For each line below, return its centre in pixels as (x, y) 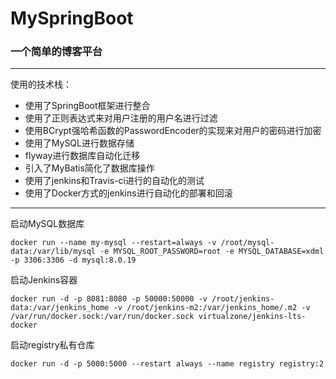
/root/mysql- (247, 243)
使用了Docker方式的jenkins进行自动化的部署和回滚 (128, 193)
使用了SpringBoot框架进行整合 (87, 106)
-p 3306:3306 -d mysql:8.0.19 (73, 260)
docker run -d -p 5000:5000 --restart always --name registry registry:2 (167, 364)
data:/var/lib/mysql (53, 252)
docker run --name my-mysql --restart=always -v (113, 243)
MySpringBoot (72, 18)
